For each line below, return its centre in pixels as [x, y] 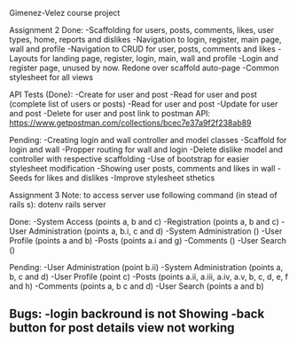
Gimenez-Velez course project [65, 13]
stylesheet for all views [51, 77]
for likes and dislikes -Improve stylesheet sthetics [125, 178]
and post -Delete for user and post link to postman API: [110, 113]
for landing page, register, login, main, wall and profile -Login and [159, 58]
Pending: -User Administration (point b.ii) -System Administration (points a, [146, 267]
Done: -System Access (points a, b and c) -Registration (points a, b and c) [144, 222]
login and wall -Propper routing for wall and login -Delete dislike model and [146, 149]
